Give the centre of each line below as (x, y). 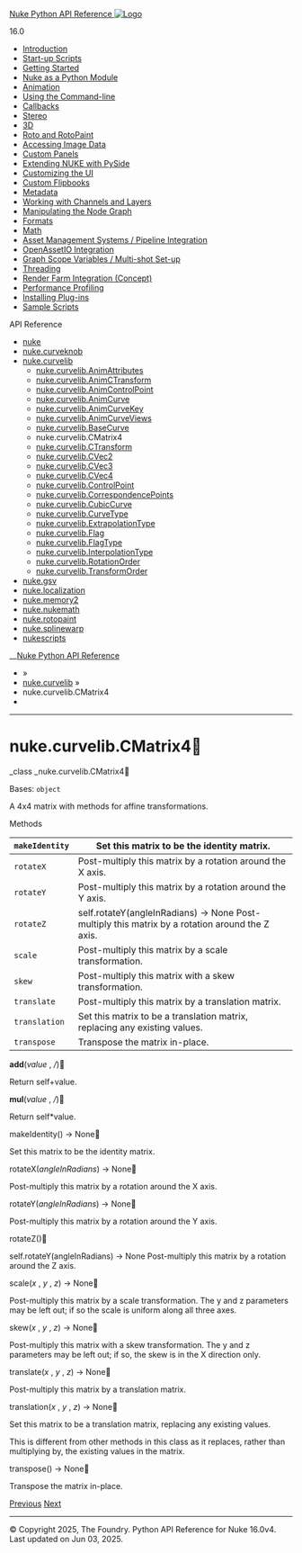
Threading (41, 269)
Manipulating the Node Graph (77, 211)
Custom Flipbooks (56, 183)
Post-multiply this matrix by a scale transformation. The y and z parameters (149, 1300)
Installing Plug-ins (56, 297)
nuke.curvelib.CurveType (82, 514)
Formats (38, 221)
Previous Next (36, 1504)
